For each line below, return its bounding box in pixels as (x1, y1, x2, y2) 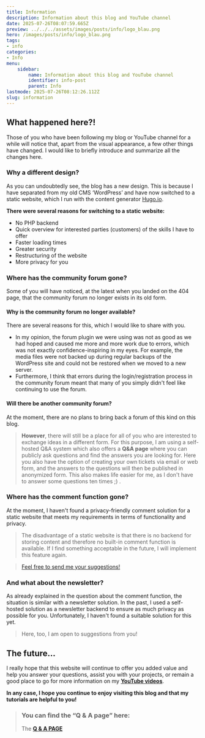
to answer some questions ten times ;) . (21, 477, 121, 485)
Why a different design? (6, 168, 80, 177)
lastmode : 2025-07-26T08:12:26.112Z (6, 89, 100, 95)
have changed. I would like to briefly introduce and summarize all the (6, 147, 181, 154)
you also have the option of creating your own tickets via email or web (21, 458, 198, 465)
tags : (6, 37, 20, 44)
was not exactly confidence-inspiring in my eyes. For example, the (15, 347, 183, 354)
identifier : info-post (28, 77, 86, 83)
